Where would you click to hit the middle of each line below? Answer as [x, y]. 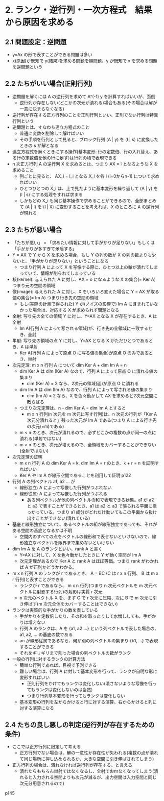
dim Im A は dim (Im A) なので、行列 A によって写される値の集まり [86, 389]
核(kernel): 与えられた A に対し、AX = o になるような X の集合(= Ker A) [84, 279]
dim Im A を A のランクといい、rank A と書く [57, 549]
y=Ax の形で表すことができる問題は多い [52, 55]
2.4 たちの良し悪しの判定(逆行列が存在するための [80, 725]
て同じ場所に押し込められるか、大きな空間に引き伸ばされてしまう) [87, 759]
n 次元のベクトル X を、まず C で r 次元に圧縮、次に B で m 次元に [86, 598]
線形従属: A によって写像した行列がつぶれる [63, 493]
